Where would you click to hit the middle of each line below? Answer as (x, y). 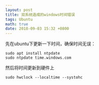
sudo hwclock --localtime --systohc (44, 77)
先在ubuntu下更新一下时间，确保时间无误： (51, 44)
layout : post (19, 10)
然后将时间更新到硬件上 (30, 68)
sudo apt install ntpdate (32, 54)
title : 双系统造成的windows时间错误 (40, 15)
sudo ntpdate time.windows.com (38, 58)
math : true (17, 24)
